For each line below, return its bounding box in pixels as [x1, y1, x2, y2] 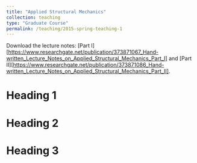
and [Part [168, 55, 192, 62]
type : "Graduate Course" [6, 20, 69, 26]
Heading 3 [6, 144, 59, 157]
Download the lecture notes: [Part [6, 42, 90, 49]
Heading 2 [6, 116, 59, 130]
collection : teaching [6, 14, 61, 20]
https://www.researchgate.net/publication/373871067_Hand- [8, 49, 158, 56]
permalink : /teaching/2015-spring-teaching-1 [6, 25, 122, 32]
